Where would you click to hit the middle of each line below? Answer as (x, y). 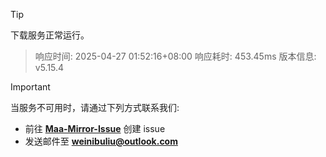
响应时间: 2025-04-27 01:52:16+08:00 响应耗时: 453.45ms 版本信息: (175, 56)
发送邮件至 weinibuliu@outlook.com (101, 141)
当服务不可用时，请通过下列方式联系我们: (95, 107)
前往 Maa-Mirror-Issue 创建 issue (95, 128)
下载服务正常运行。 (50, 35)
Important (30, 87)
